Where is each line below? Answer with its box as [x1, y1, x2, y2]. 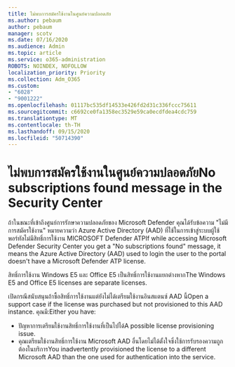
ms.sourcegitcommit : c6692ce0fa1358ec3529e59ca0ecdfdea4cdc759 [8, 108, 197, 115]
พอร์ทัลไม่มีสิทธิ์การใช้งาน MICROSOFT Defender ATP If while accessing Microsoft [8, 234, 227, 243]
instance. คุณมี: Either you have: [8, 307, 97, 316]
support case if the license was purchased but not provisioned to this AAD [8, 300, 223, 309]
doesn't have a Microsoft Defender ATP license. [8, 257, 147, 266]
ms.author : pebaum [8, 17, 62, 24]
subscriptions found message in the [8, 180, 223, 196]
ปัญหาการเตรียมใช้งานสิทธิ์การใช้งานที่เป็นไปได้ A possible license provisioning [18, 321, 215, 330]
